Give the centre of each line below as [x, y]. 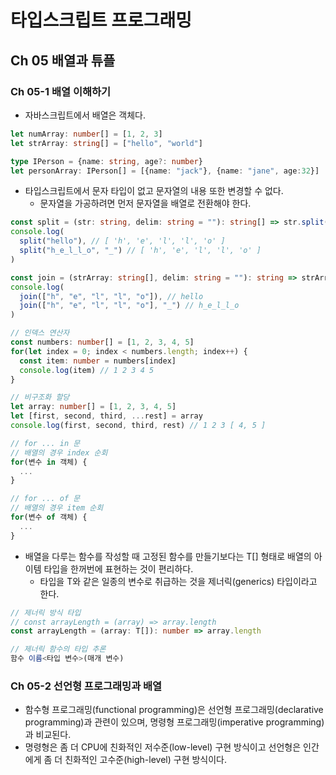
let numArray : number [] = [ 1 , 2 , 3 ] [86, 134]
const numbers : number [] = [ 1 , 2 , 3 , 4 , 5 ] [102, 342]
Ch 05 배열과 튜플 [63, 60]
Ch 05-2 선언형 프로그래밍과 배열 [86, 686]
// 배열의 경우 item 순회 [57, 508]
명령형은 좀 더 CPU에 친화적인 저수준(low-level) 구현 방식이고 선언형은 [163, 747]
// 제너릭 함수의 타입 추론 [58, 649]
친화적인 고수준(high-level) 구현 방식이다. [146, 760]
